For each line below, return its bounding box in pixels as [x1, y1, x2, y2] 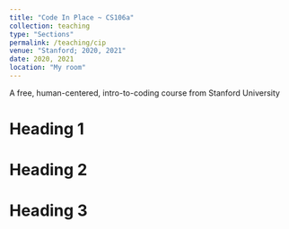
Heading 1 [9, 119, 85, 140]
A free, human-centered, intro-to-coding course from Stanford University [9, 87, 281, 98]
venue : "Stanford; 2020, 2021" [9, 47, 127, 55]
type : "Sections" [9, 30, 74, 38]
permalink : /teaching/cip [9, 38, 106, 47]
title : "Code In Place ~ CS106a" [9, 13, 135, 22]
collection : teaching [9, 21, 91, 30]
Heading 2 [9, 160, 88, 180]
